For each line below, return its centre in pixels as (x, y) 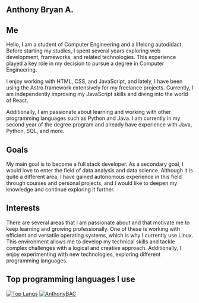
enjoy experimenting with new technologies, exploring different (83, 254)
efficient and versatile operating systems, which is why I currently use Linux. (100, 235)
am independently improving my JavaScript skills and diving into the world (97, 94)
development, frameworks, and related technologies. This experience (91, 57)
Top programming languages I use (71, 279)
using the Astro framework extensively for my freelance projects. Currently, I (100, 88)
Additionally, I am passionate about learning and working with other (89, 112)
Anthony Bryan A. (40, 10)
